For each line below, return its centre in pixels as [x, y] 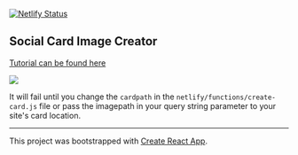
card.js [24, 106]
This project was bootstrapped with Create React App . [109, 141]
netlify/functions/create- [226, 97]
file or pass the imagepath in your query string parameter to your [158, 105]
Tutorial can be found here [58, 63]
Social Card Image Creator [83, 41]
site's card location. [45, 115]
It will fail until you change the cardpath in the [92, 97]
